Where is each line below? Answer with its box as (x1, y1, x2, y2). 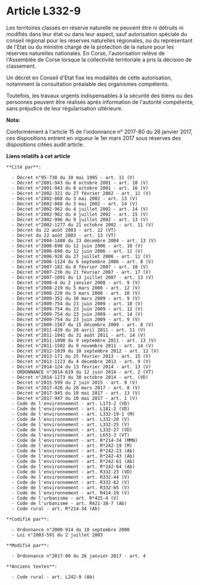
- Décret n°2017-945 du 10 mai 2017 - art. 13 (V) (11, 390, 141, 396)
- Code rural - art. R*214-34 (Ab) (11, 506, 101, 512)
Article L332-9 (6, 4, 81, 18)
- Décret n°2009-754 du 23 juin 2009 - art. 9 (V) (11, 317, 141, 323)
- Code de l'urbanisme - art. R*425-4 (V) (11, 495, 119, 501)
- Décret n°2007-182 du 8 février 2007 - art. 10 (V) (11, 264, 149, 270)
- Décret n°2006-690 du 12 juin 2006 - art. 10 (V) (11, 243, 144, 249)
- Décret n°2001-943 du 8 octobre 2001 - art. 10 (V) (11, 180, 149, 186)
